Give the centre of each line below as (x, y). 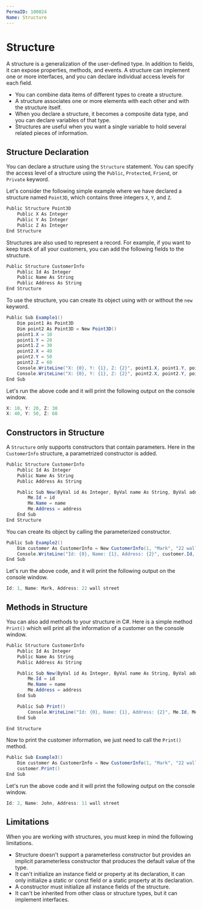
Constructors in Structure (56, 432)
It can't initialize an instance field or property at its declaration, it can (100, 873)
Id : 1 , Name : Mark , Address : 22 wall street (63, 589)
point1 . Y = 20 (35, 340)
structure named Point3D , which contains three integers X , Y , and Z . (89, 198)
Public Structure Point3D (38, 208)
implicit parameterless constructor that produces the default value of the (105, 861)
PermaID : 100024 (26, 12)
